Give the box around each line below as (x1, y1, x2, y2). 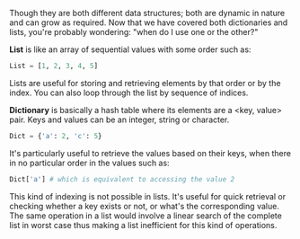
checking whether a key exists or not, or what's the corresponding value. (9, 200, 280, 211)
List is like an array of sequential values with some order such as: (9, 44, 251, 55)
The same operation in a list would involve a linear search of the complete (9, 210, 283, 221)
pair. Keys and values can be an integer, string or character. (9, 114, 230, 125)
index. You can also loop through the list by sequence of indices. (9, 87, 249, 98)
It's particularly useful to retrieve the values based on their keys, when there (9, 147, 292, 158)
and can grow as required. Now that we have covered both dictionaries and (9, 17, 288, 28)
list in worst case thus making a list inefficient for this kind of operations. (9, 219, 278, 230)
